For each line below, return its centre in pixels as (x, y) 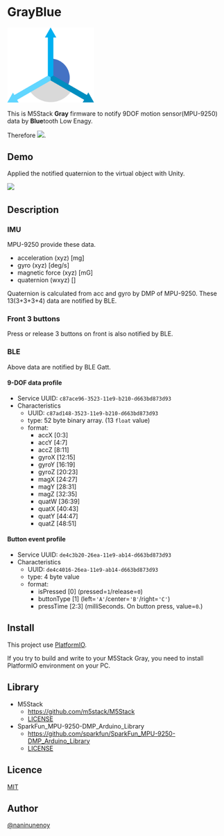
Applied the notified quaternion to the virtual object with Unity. (96, 173)
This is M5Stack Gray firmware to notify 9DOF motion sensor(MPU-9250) (113, 113)
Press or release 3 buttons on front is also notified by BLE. (90, 334)
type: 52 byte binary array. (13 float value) (89, 420)
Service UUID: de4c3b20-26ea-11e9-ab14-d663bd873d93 (94, 555)
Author (23, 808)
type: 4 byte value (53, 577)
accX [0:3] (53, 435)
